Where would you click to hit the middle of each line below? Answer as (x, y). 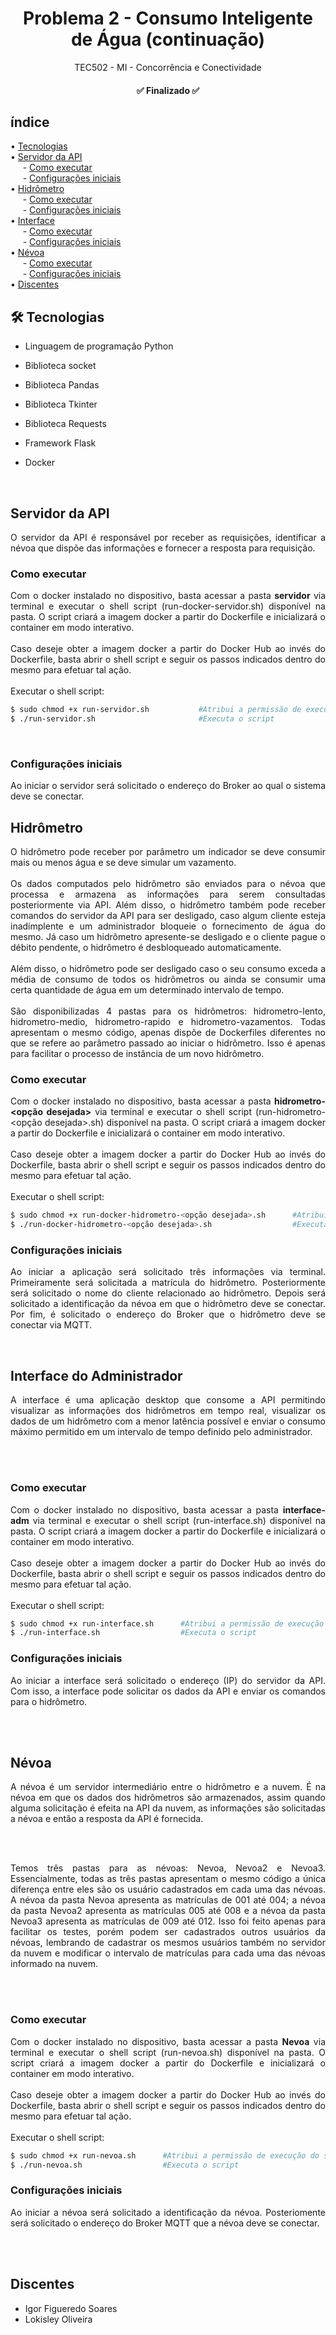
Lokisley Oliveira (58, 2319)
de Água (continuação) (168, 39)
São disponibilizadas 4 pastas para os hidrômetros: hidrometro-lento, (168, 1011)
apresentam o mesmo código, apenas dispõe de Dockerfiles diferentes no (168, 1033)
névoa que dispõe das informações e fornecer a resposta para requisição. (163, 548)
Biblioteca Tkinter (61, 404)
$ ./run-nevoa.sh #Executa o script (125, 2165)
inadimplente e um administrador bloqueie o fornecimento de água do (168, 926)
